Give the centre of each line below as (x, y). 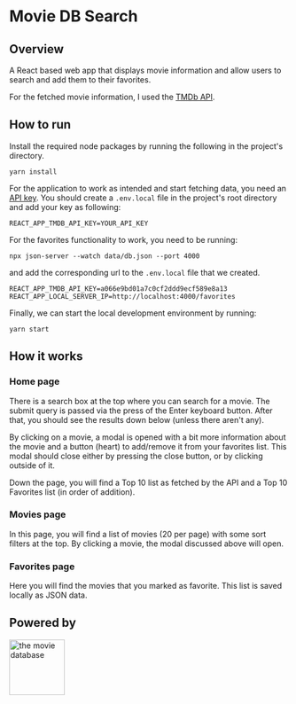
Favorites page (42, 567)
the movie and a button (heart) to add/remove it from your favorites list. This (148, 446)
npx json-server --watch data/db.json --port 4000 (105, 256)
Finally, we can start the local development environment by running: (133, 313)
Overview (37, 49)
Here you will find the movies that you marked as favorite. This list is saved (146, 586)
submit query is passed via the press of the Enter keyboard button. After (141, 411)
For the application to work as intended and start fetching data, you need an (148, 188)
